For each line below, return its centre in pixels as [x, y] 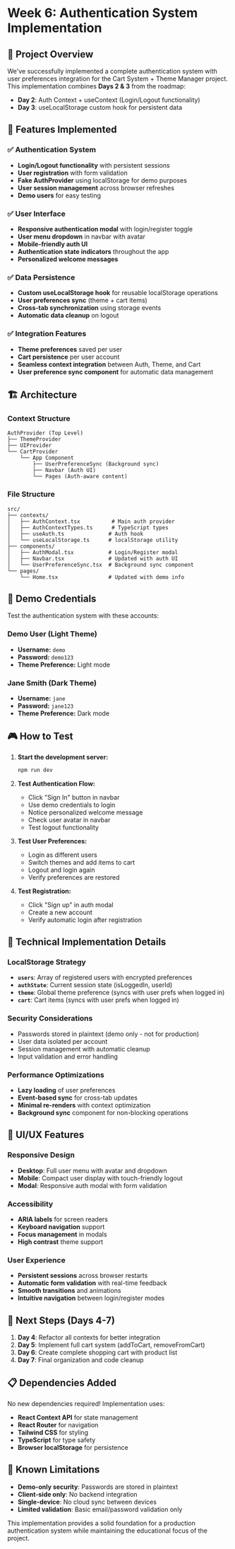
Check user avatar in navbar [69, 819]
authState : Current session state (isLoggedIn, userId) [95, 985]
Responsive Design [41, 1155]
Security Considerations [50, 1018]
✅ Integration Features [47, 334]
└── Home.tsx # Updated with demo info [102, 577]
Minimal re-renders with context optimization [84, 1105]
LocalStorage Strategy [47, 962]
